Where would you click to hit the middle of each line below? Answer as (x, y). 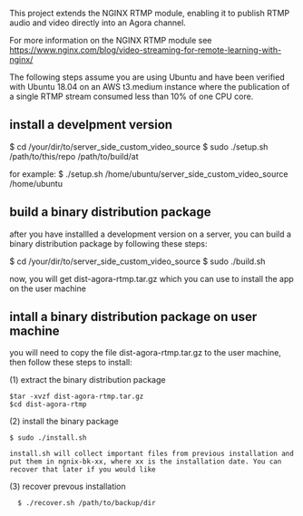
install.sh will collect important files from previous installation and (152, 454)
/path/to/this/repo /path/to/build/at (74, 156)
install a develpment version (91, 125)
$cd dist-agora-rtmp (49, 404)
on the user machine (48, 288)
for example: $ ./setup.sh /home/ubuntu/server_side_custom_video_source (149, 174)
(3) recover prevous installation (68, 487)
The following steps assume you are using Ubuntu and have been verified (147, 77)
